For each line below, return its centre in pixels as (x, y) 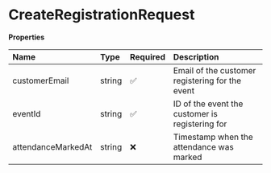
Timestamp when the (213, 137)
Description (196, 56)
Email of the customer (215, 70)
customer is (195, 113)
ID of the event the (208, 104)
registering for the (207, 80)
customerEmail (41, 80)
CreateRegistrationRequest (102, 15)
